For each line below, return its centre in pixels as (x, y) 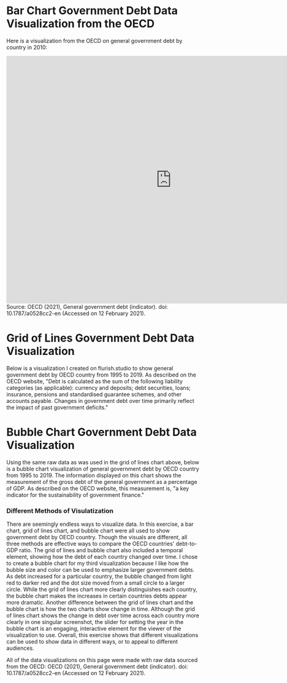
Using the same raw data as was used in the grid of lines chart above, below (103, 462)
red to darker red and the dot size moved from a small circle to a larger (96, 583)
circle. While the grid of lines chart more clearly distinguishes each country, (102, 590)
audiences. (21, 648)
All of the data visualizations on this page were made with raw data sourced (102, 660)
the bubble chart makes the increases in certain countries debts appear (97, 596)
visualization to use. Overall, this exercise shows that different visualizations (102, 635)
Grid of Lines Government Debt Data (100, 338)
